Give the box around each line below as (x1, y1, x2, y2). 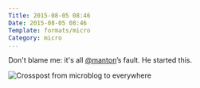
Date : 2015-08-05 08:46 (8, 19, 88, 27)
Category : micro (8, 33, 62, 42)
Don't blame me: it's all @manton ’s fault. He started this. (8, 55, 193, 65)
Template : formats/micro (8, 26, 91, 34)
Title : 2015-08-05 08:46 (8, 11, 91, 20)
